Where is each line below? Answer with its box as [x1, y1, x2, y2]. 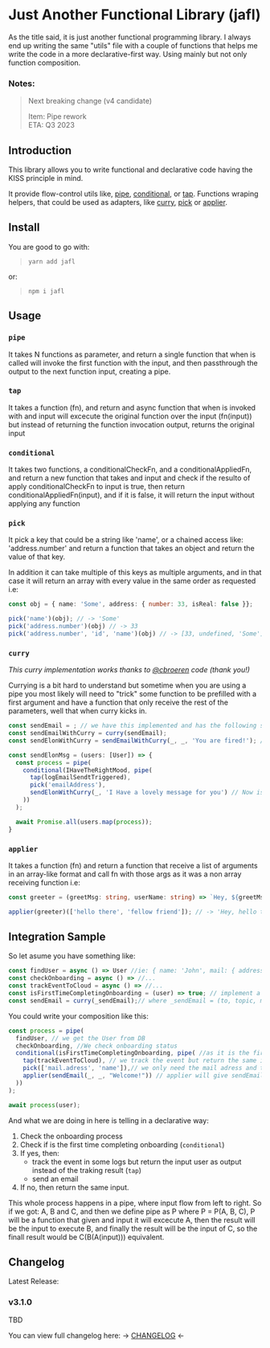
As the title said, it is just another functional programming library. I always [8, 32, 252, 42]
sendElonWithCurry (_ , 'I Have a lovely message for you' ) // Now [29, 789, 253, 797]
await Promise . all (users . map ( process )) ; [15, 818, 153, 826]
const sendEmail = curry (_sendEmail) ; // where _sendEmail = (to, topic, [8, 996, 257, 1005]
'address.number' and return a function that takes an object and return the [8, 544, 255, 553]
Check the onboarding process [19, 1131, 123, 1141]
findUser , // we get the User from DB [15, 1034, 146, 1042]
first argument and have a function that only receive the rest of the [8, 697, 229, 708]
